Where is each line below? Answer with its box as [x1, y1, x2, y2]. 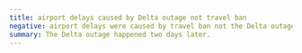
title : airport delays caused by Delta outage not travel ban [9, 13, 247, 22]
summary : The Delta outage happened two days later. [9, 30, 211, 39]
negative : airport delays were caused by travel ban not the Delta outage [9, 22, 296, 31]
